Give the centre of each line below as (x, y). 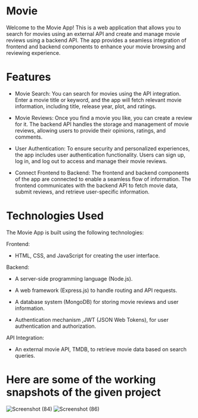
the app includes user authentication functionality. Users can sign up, (100, 155)
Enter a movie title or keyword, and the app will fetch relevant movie (98, 100)
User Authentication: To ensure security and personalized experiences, (102, 148)
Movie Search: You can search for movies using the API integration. (98, 93)
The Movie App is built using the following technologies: (75, 232)
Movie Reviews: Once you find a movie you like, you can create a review (103, 118)
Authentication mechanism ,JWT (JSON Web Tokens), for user (92, 319)
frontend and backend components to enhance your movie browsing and (96, 47)
